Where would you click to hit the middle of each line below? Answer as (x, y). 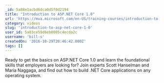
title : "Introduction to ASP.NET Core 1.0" (50, 14)
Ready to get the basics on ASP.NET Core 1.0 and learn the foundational (77, 60)
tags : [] (14, 46)
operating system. (23, 75)
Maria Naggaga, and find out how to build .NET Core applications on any (78, 70)
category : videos (23, 23)
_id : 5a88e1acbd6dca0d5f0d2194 (37, 10)
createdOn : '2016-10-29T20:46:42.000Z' (46, 41)
